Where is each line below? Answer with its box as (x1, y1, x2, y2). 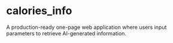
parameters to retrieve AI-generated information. (6, 29, 127, 37)
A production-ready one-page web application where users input (6, 24, 167, 31)
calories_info (6, 4, 72, 18)
